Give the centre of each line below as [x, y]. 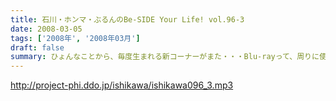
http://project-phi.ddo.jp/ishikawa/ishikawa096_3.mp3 [122, 85]
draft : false [37, 47]
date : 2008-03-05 [46, 29]
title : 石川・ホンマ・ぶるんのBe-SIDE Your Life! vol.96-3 [127, 19]
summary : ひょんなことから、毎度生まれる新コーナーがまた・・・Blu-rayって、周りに [165, 57]
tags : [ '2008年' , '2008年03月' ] [75, 38]
